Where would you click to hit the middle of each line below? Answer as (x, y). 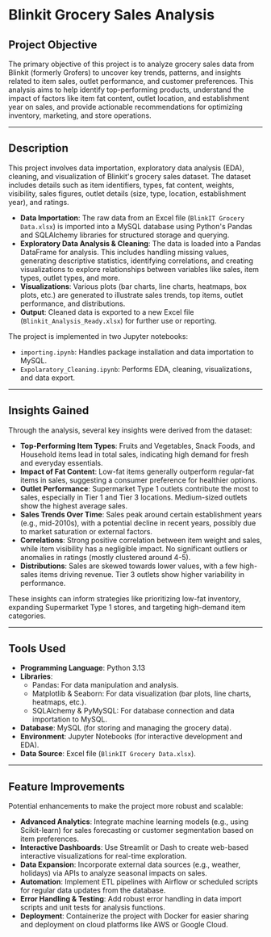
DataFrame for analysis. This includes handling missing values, (124, 252)
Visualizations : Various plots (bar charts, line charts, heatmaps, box (133, 286)
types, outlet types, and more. (70, 278)
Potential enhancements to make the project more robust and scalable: (126, 806)
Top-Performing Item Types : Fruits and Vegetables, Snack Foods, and (138, 445)
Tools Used (37, 648)
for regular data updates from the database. (93, 890)
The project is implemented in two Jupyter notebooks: (98, 336)
